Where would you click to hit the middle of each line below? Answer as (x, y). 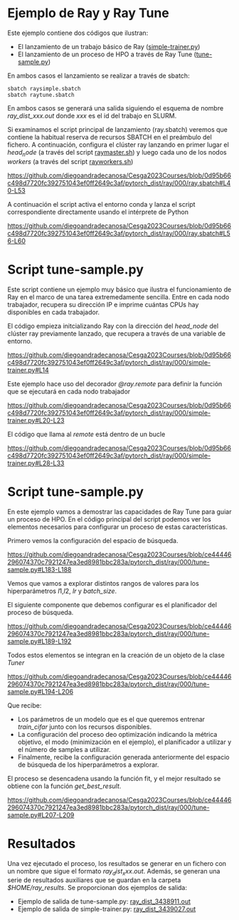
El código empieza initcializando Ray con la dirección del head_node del (113, 326)
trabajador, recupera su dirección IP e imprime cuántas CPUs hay (103, 304)
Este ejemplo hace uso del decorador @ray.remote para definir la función (115, 383)
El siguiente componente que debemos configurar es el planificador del (112, 604)
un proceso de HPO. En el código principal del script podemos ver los (109, 519)
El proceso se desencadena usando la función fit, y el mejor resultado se (114, 778)
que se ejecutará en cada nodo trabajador (69, 391)
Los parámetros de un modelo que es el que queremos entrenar (111, 719)
